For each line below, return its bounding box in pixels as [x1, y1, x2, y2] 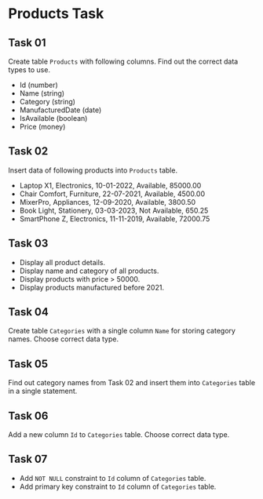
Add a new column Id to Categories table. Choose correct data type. [8, 430, 230, 439]
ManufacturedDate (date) [19, 105, 102, 115]
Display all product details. [19, 257, 106, 267]
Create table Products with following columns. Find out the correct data [8, 56, 239, 66]
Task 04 [8, 305, 49, 319]
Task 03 [8, 237, 49, 250]
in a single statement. [8, 386, 78, 396]
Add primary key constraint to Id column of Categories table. [19, 482, 217, 491]
